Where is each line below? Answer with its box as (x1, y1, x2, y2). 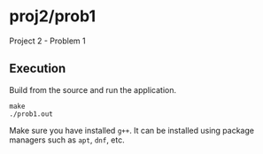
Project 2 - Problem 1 (9, 35, 86, 46)
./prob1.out (9, 109, 53, 119)
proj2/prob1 (9, 6, 96, 27)
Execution (9, 61, 66, 76)
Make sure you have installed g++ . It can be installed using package (9, 125, 255, 135)
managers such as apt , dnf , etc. (9, 135, 126, 145)
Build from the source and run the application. (9, 84, 177, 95)
